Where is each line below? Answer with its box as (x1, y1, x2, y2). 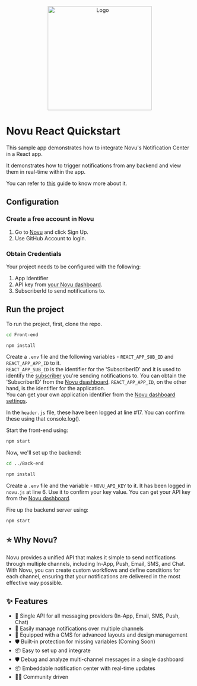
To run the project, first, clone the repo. (6, 320, 103, 327)
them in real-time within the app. (6, 168, 86, 175)
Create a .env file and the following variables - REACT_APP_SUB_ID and (6, 353, 174, 361)
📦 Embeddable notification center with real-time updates (14, 665, 155, 672)
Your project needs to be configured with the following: (6, 263, 141, 270)
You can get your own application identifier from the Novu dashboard (6, 391, 176, 398)
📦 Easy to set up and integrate (14, 647, 91, 654)
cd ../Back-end (6, 461, 44, 466)
